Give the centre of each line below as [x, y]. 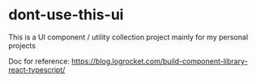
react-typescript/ [37, 69]
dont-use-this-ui [66, 15]
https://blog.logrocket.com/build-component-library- [160, 61]
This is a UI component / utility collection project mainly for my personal [128, 37]
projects [22, 45]
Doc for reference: [39, 61]
